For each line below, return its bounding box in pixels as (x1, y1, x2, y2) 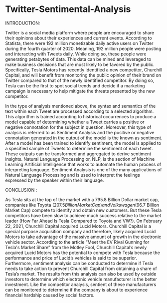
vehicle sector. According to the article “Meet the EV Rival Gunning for (5, 239, 150, 245)
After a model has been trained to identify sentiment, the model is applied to (5, 140, 162, 146)
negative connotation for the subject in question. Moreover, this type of (5, 124, 152, 130)
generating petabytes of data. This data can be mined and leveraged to (5, 56, 152, 62)
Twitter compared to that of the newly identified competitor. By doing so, (5, 77, 155, 83)
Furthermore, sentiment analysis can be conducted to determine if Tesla (5, 260, 154, 266)
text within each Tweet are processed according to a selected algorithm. (5, 108, 154, 114)
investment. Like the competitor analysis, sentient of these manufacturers (5, 281, 157, 288)
